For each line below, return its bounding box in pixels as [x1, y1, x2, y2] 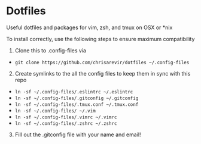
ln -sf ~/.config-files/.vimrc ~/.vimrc [14, 114, 117, 120]
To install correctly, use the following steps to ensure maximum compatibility [6, 35, 195, 42]
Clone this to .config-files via [14, 46, 87, 54]
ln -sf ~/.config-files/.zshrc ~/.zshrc [14, 120, 117, 126]
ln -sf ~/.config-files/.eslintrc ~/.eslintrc [14, 89, 133, 95]
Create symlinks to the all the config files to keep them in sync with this [14, 70, 191, 77]
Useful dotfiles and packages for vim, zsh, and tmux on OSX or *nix [6, 24, 173, 31]
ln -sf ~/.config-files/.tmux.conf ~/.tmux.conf [14, 101, 139, 108]
